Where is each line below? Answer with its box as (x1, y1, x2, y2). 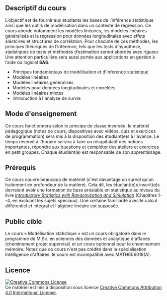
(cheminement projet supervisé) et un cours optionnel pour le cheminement (5, 241, 160, 247)
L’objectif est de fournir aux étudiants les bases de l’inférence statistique (5, 17, 154, 23)
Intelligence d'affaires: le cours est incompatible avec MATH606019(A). (5, 251, 151, 257)
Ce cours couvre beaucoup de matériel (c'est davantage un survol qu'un (5, 177, 154, 182)
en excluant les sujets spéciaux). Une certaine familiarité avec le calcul (12, 198, 158, 204)
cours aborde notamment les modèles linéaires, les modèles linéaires (5, 27, 147, 34)
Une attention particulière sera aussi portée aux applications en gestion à (5, 54, 155, 60)
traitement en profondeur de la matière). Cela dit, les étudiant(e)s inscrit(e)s (5, 182, 160, 188)
